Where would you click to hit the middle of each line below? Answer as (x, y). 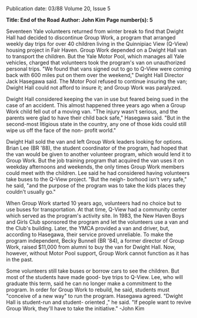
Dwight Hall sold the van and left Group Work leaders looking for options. (95, 142)
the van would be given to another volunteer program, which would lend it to (98, 154)
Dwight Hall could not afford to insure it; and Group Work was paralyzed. (94, 87)
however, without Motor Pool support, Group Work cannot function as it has (98, 253)
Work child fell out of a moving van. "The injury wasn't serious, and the (92, 112)
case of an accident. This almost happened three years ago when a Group (96, 105)
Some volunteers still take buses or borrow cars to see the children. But (93, 271)
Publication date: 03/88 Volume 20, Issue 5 (58, 9)
